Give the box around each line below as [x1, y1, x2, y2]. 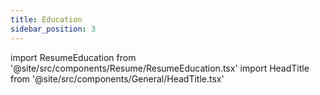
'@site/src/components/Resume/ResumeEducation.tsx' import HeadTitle [10, 62, 310, 74]
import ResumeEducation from [10, 51, 137, 63]
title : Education [10, 14, 83, 25]
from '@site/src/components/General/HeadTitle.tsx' [10, 72, 225, 85]
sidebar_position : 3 [10, 24, 97, 34]
